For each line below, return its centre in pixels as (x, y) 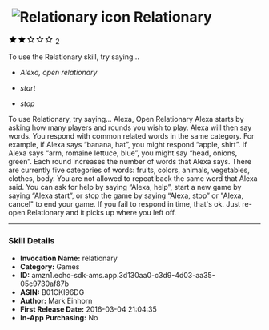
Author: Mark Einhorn (56, 301)
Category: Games (50, 267)
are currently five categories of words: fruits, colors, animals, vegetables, (129, 170)
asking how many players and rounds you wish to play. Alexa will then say (130, 127)
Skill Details (32, 240)
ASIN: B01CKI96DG (52, 292)
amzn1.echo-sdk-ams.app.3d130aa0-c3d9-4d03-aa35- (124, 276)
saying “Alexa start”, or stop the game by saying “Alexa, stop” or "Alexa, (126, 195)
